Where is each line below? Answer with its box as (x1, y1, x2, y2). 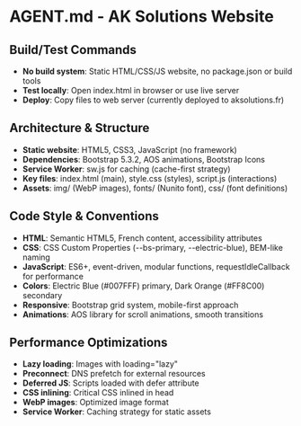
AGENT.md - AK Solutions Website (9, 6, 274, 27)
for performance (22, 271, 84, 281)
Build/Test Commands (9, 42, 137, 58)
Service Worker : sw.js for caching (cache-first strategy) (22, 164, 231, 174)
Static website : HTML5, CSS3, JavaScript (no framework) (22, 144, 238, 155)
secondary (22, 289, 63, 300)
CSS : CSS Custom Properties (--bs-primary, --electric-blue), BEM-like (22, 242, 283, 253)
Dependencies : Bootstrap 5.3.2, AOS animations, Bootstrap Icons (22, 154, 265, 164)
